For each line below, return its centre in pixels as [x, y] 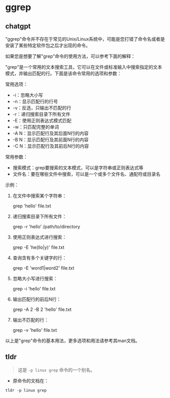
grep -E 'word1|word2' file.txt [43, 268]
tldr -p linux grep [26, 390]
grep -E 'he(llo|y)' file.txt [39, 247]
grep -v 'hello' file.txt [35, 330]
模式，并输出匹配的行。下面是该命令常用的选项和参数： [63, 73]
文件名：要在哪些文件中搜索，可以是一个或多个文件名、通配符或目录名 [87, 174]
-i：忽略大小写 [28, 95]
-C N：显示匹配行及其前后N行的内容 [51, 146]
